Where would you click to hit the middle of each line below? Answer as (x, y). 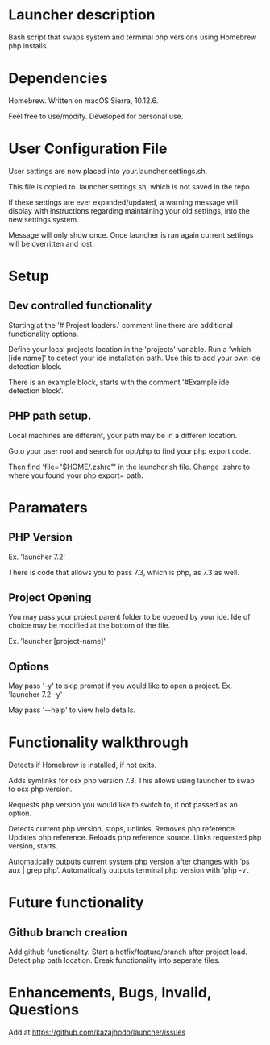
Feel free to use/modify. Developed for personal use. (96, 116)
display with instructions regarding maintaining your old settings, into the (129, 210)
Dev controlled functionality (80, 306)
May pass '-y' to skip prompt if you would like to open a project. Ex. (120, 686)
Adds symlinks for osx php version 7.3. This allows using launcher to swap (132, 781)
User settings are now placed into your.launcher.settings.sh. (108, 171)
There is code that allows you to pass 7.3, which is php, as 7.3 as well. (124, 572)
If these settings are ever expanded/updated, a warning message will (123, 202)
